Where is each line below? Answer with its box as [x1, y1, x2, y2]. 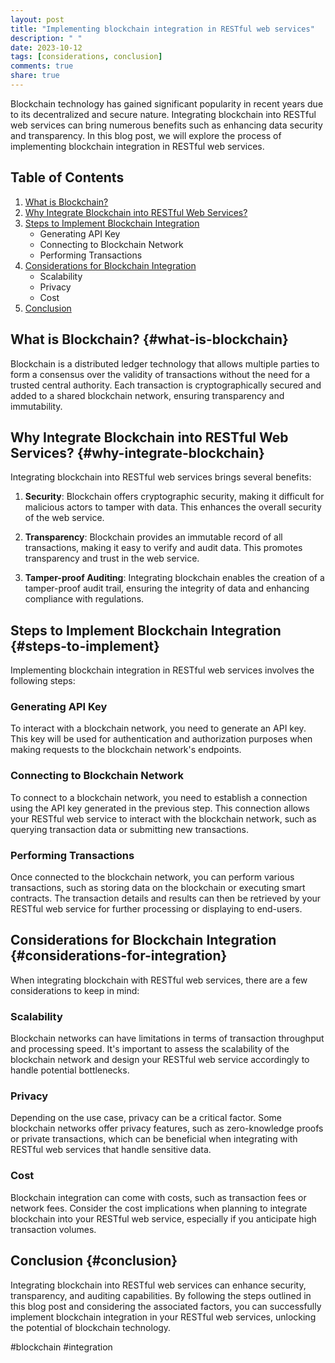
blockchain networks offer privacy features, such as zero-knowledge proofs [10, 1122, 324, 1135]
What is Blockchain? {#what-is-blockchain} [10, 331, 289, 348]
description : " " [10, 33, 83, 43]
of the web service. [24, 512, 105, 524]
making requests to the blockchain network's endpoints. [10, 744, 242, 756]
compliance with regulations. [24, 593, 145, 605]
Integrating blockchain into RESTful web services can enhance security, [10, 1279, 307, 1291]
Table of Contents [10, 169, 125, 186]
